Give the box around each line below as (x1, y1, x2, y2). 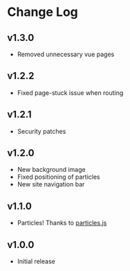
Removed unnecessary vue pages (17, 50, 115, 58)
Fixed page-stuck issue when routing (17, 88, 124, 97)
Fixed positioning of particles (17, 173, 100, 181)
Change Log (7, 4, 78, 20)
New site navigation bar (17, 180, 85, 189)
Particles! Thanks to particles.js (17, 219, 107, 227)
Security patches (17, 127, 66, 135)
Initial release (17, 257, 55, 265)
